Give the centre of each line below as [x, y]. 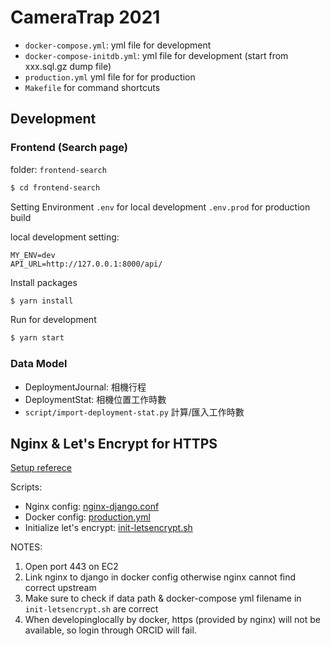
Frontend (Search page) [69, 148]
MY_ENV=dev [33, 255]
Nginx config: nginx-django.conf [92, 507]
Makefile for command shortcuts [92, 87]
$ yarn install [42, 301]
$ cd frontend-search [55, 187]
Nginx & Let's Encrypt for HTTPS [114, 443]
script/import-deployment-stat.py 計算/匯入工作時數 [134, 412]
